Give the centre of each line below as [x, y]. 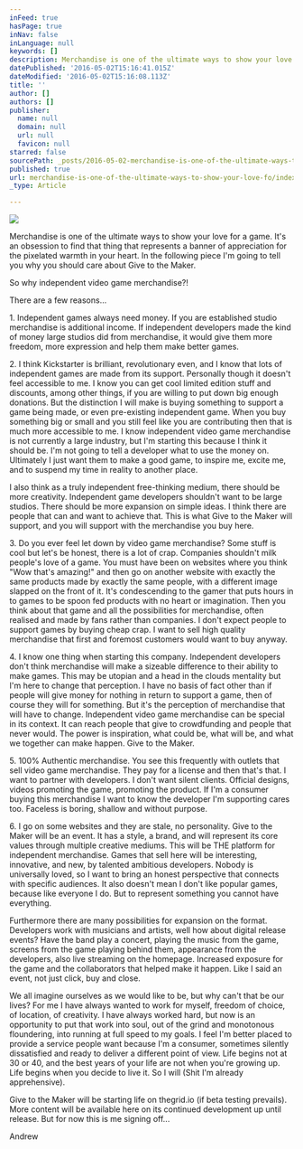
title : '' [28, 85]
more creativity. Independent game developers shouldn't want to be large [146, 497]
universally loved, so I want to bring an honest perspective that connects [144, 874]
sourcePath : [32, 160]
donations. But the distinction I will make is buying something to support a [147, 402]
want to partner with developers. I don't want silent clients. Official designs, [150, 780]
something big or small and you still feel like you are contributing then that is [151, 422]
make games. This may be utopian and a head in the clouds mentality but [145, 676]
